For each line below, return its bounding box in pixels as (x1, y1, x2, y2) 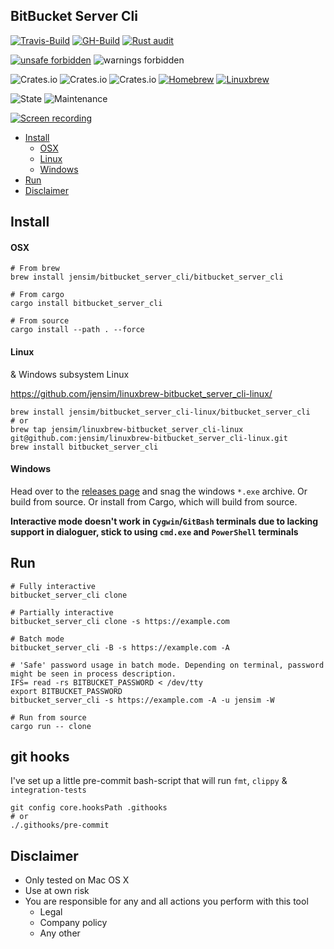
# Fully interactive (10, 581, 97, 591)
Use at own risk (24, 885, 90, 897)
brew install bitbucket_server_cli (10, 442, 159, 452)
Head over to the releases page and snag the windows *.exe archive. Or (10, 485, 308, 497)
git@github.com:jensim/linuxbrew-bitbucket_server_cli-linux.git (10, 433, 288, 443)
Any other (39, 927, 81, 939)
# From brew (10, 264, 60, 274)
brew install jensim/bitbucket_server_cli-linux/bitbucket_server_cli (10, 407, 311, 417)
